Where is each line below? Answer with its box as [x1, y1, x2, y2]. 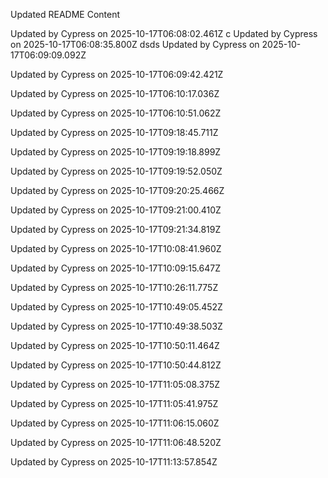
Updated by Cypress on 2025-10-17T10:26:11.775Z [10, 282, 219, 293]
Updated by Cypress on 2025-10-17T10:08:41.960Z [10, 243, 222, 254]
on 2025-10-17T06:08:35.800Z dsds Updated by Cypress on [10, 39, 260, 50]
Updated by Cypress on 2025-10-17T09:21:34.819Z [10, 224, 222, 235]
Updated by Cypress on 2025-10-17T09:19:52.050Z [10, 165, 223, 177]
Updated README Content [10, 9, 121, 20]
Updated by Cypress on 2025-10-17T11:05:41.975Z [10, 398, 219, 409]
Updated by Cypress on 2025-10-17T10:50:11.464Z [10, 340, 220, 351]
